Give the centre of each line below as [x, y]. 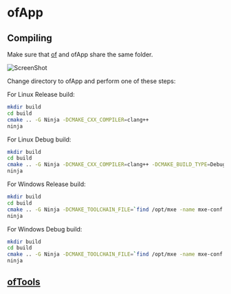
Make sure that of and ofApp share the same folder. [80, 54]
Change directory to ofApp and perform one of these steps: [91, 81]
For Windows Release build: [46, 184]
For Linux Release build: [41, 94]
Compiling [30, 38]
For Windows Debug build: [45, 229]
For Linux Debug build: [39, 139]
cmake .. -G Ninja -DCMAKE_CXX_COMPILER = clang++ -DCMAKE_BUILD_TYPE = [109, 165]
